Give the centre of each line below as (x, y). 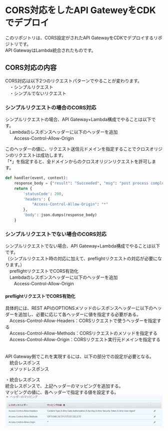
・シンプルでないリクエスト (38, 93)
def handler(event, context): (37, 178)
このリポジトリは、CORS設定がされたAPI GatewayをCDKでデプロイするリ (82, 38)
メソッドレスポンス (29, 369)
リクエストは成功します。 (40, 155)
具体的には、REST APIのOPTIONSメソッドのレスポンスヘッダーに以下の (79, 308)
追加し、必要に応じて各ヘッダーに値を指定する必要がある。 (79, 314)
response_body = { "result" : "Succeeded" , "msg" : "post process (81, 183)
